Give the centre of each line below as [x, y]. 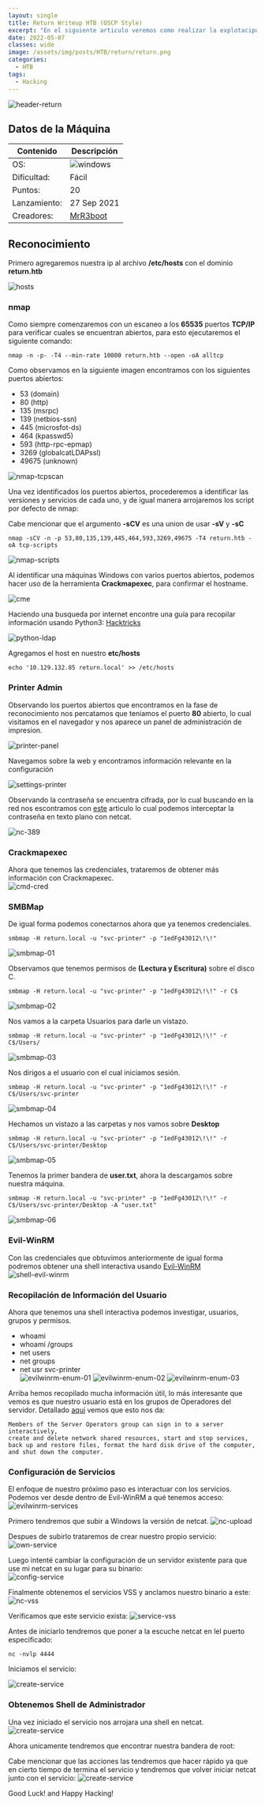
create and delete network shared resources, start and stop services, [128, 1438]
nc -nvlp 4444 [32, 1654]
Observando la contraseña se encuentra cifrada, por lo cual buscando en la [131, 800]
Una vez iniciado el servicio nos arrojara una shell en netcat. [106, 1722]
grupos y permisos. [40, 1320]
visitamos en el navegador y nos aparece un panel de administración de [125, 722]
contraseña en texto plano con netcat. [70, 816]
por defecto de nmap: [43, 509]
